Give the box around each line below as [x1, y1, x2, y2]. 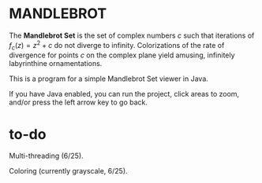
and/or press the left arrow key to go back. [9, 97, 148, 107]
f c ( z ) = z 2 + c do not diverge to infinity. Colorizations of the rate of [9, 38, 225, 52]
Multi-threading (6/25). [9, 151, 84, 161]
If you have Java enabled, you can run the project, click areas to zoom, [9, 90, 240, 99]
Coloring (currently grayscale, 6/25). [9, 167, 129, 176]
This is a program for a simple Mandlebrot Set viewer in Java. [9, 74, 208, 83]
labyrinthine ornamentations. [9, 59, 103, 68]
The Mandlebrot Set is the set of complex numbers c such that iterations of [9, 31, 255, 40]
